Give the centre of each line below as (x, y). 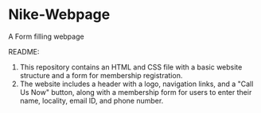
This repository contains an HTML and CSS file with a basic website (131, 67)
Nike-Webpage (59, 15)
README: (24, 51)
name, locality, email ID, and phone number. (92, 100)
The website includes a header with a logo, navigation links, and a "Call (136, 84)
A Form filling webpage (47, 36)
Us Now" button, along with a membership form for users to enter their (136, 92)
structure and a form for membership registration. (101, 75)
